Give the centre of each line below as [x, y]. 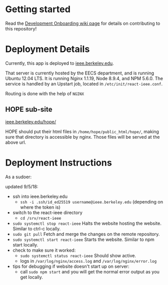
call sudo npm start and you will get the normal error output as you [90, 271]
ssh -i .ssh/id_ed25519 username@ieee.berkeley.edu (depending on [92, 201]
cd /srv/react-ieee [41, 218]
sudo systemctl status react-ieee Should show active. [78, 255]
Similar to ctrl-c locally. [36, 228]
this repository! [21, 28]
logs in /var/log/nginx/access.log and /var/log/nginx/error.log [88, 261]
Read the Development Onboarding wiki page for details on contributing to [83, 23]
